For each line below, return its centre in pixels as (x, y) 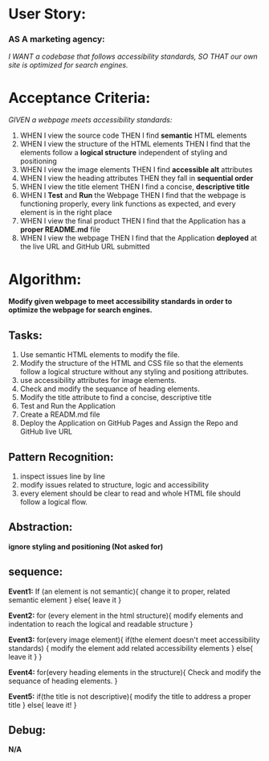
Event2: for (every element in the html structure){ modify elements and (126, 615)
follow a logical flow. (54, 502)
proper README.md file (60, 229)
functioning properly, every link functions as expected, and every (128, 204)
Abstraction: (41, 527)
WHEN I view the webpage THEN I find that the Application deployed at (138, 238)
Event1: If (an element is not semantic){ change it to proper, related (119, 591)
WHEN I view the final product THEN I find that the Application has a (133, 221)
